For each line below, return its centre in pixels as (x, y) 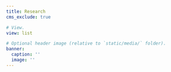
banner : (16, 49)
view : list (19, 33)
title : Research (26, 11)
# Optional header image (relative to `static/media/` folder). (86, 44)
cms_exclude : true (28, 17)
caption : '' (26, 54)
